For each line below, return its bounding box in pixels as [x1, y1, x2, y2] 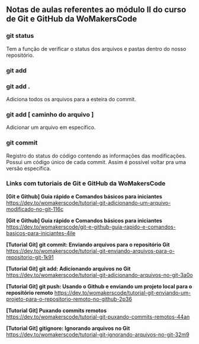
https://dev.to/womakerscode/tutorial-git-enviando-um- [54, 289, 191, 296]
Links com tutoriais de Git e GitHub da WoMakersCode [6, 179, 166, 188]
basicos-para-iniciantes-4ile [6, 229, 76, 236]
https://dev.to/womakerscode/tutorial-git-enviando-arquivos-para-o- [6, 247, 175, 254]
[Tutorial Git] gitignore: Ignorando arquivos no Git [6, 324, 130, 332]
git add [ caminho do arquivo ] [6, 110, 94, 118]
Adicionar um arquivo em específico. [6, 124, 96, 131]
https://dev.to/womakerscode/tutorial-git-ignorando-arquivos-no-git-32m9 [6, 331, 190, 338]
